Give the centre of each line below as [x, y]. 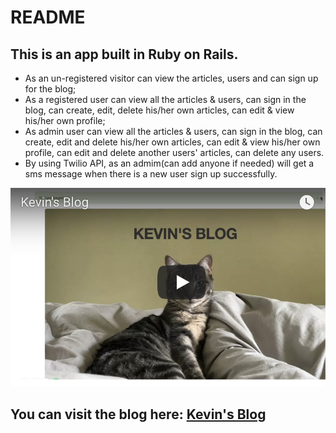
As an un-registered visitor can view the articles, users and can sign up [171, 78]
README [48, 17]
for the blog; [50, 89]
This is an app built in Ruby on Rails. [124, 54]
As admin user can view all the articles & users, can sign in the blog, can [173, 131]
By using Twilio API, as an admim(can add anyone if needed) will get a [169, 163]
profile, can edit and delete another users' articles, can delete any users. [174, 152]
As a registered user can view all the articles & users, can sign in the [165, 99]
